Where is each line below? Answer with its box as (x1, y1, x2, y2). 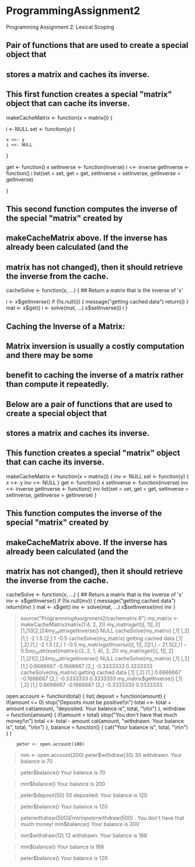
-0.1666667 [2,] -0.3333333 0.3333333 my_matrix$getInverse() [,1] (20, 675, 183, 682)
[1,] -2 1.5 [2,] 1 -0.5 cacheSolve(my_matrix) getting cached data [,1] (20, 635, 183, 642)
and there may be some (6, 350, 93, 360)
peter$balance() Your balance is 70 (20, 769, 106, 776)
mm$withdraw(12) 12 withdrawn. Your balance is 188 (20, 832, 148, 839)
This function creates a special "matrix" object (6, 448, 180, 458)
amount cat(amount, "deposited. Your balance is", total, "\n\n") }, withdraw (6, 705, 186, 712)
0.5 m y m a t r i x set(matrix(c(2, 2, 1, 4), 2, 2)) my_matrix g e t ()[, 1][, (20, 648, 168, 656)
